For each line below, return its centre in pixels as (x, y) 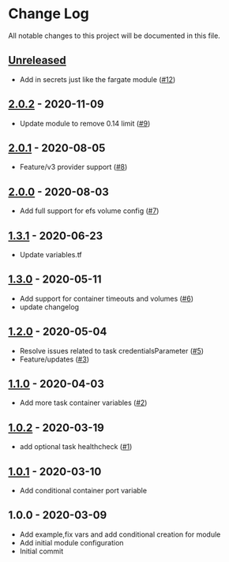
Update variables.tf (51, 255)
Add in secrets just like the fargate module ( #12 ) (98, 79)
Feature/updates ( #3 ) (54, 359)
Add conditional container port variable (83, 491)
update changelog (49, 307)
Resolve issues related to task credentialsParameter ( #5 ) (111, 350)
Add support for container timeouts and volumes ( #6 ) (107, 298)
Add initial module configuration (71, 542)
